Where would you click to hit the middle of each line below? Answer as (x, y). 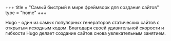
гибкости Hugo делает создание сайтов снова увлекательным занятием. (85, 33)
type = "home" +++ (26, 13)
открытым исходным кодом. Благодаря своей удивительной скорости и (85, 28)
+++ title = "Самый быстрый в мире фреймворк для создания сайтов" (82, 7)
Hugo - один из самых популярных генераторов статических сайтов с (82, 23)
